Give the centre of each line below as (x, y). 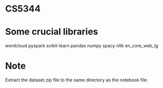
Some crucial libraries (52, 32)
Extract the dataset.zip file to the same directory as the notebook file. (77, 80)
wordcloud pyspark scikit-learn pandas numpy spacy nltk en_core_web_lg (82, 46)
